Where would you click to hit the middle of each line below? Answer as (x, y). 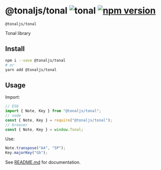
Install (15, 49)
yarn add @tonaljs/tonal (31, 70)
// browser (16, 125)
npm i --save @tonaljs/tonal (35, 60)
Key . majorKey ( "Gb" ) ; (27, 153)
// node (13, 115)
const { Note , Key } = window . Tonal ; (44, 130)
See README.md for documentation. (43, 163)
